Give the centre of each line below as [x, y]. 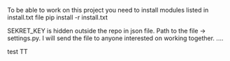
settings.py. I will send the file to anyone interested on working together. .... [115, 38]
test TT [17, 52]
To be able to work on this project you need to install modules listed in [108, 10]
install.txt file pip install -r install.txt [58, 17]
